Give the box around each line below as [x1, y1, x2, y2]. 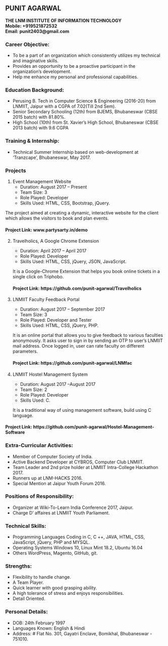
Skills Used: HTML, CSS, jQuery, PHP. [20, 322, 99, 328]
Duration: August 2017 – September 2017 [20, 306, 105, 313]
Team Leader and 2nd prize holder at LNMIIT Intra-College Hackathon [12, 464, 158, 470]
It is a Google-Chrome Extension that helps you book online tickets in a [12, 268, 160, 275]
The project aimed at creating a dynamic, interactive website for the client [5, 210, 159, 216]
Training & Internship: [5, 138, 60, 145]
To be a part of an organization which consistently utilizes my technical [12, 53, 160, 59]
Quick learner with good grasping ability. [12, 585, 97, 591]
